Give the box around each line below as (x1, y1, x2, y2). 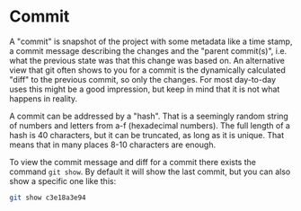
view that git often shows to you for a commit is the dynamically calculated (9, 65, 286, 75)
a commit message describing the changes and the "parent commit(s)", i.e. (9, 45, 288, 56)
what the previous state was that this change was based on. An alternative (9, 55, 286, 66)
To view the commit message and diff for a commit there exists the (9, 156, 256, 167)
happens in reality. (9, 92, 78, 104)
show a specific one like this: (9, 175, 117, 186)
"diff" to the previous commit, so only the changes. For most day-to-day (9, 74, 277, 84)
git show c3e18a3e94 (9, 193, 87, 202)
